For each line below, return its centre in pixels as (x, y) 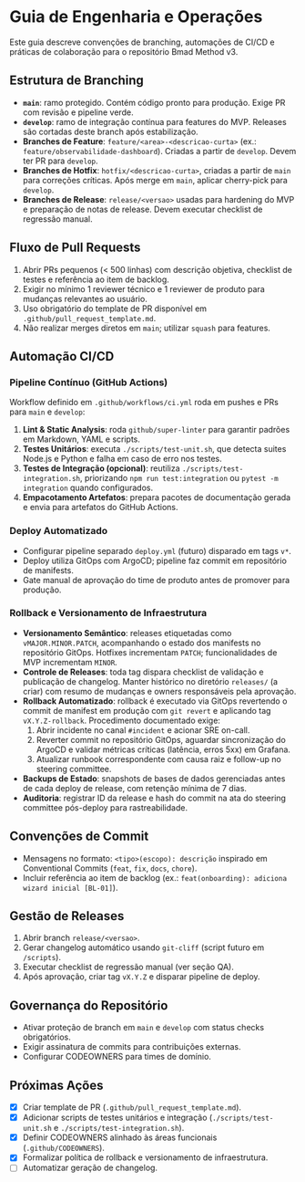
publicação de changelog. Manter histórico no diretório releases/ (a (150, 681)
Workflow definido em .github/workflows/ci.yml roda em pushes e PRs (144, 403)
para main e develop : (47, 412)
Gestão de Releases (67, 916)
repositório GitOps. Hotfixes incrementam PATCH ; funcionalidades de (150, 652)
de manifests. (48, 570)
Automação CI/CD (62, 356)
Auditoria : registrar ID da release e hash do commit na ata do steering (154, 798)
